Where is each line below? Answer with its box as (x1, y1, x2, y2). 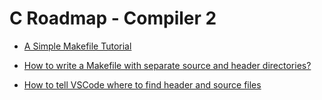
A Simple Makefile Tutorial (23, 40, 132, 52)
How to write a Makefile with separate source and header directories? (23, 59, 312, 71)
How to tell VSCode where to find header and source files (23, 78, 262, 91)
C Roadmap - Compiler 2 (9, 7, 217, 30)
